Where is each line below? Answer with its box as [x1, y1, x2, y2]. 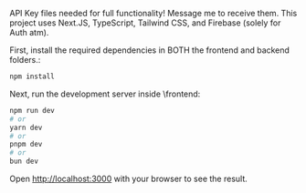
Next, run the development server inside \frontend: [9, 88, 201, 99]
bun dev [9, 157, 39, 167]
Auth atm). [9, 27, 49, 37]
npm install [9, 72, 55, 81]
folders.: [9, 55, 41, 65]
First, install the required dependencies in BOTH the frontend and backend [9, 45, 290, 56]
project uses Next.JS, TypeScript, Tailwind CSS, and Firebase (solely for [9, 17, 281, 28]
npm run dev [9, 106, 55, 115]
